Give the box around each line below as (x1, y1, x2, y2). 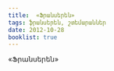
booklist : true (8, 33, 58, 41)
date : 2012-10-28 (8, 26, 65, 34)
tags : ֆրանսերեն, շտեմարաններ (8, 19, 107, 27)
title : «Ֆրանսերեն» (8, 11, 76, 20)
